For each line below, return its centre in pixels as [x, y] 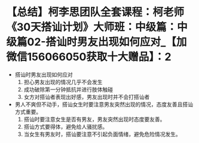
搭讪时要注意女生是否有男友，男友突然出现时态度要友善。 [94, 119]
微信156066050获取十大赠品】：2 [89, 57]
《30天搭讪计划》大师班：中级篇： [92, 27]
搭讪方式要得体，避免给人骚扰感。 [66, 126]
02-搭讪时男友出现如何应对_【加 [107, 42]
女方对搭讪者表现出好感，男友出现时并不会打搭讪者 [87, 97]
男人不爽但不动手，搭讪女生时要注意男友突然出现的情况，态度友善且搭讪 [104, 104]
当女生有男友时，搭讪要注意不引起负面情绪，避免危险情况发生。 [102, 134]
